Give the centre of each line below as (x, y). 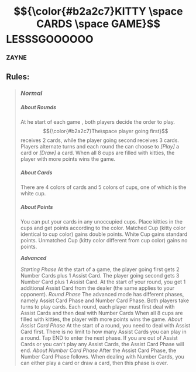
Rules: (18, 77)
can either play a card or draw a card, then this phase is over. (94, 363)
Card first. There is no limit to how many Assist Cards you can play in (103, 332)
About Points (37, 207)
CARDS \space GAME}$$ (98, 24)
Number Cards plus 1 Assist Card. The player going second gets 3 (100, 276)
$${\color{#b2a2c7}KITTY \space (98, 11)
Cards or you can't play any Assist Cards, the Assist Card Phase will (102, 344)
